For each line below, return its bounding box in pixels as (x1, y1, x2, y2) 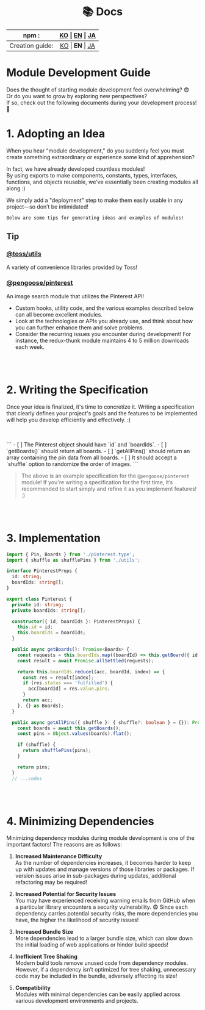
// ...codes (12, 775, 43, 781)
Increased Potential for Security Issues (15, 890, 117, 898)
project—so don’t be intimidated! (6, 202, 88, 210)
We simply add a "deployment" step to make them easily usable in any (6, 196, 183, 204)
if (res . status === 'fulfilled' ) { (22, 680, 113, 686)
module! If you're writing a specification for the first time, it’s (21, 478, 173, 485)
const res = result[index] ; (22, 675, 95, 681)
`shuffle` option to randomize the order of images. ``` (6, 460, 138, 467)
